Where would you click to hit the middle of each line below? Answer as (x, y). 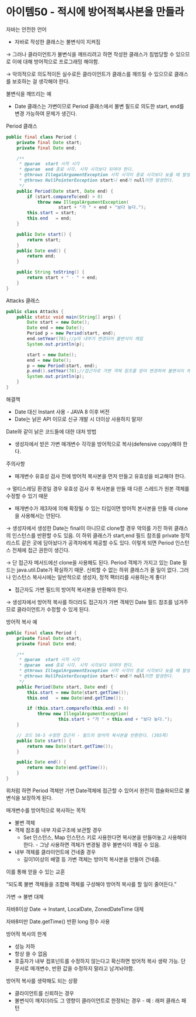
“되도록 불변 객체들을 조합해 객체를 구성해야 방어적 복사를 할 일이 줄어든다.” (91, 884)
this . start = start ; (52, 213)
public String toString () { (50, 272)
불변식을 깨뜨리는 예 (29, 94)
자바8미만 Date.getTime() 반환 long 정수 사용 (58, 921)
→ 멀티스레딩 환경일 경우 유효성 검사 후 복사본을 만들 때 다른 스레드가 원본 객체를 (98, 488)
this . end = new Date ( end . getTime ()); (76, 698)
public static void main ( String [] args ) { (69, 317)
